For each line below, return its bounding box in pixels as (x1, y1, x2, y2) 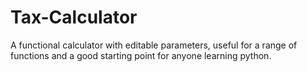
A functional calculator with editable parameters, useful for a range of (10, 39, 298, 51)
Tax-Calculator (10, 6, 138, 29)
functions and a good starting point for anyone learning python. (10, 49, 272, 61)
